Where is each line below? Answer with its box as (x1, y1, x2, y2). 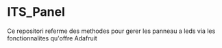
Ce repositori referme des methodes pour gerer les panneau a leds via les (7, 27, 216, 35)
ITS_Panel (7, 4, 65, 20)
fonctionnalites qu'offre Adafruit (7, 34, 97, 42)
